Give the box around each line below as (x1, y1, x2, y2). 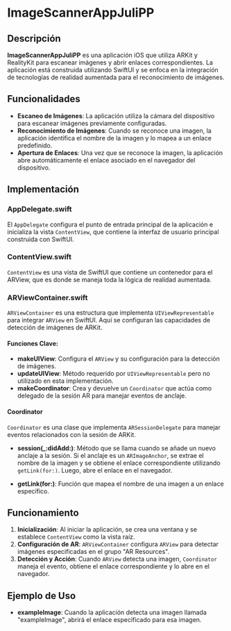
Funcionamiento (7, 507, 79, 518)
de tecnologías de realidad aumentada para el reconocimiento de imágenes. (7, 73, 225, 81)
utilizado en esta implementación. (17, 377, 114, 385)
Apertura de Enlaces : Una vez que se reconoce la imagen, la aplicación (17, 148, 223, 157)
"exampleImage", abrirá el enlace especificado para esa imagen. (17, 616, 202, 624)
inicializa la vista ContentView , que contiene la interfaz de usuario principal (7, 227, 219, 236)
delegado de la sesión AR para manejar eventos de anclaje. (17, 391, 187, 400)
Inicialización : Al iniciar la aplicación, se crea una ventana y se (17, 525, 198, 534)
